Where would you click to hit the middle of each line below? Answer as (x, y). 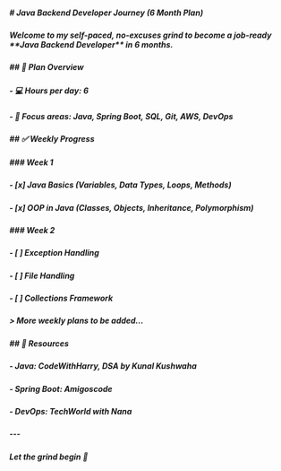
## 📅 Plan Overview (47, 67)
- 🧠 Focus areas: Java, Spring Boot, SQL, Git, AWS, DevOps (121, 117)
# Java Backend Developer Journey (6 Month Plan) (106, 13)
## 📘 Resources (39, 343)
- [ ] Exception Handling (55, 253)
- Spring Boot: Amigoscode (61, 388)
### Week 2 (32, 230)
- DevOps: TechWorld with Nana (71, 411)
